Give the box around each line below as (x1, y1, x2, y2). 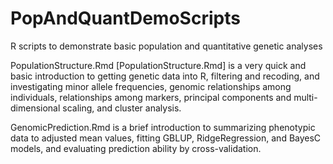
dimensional (10, 102, 61, 114)
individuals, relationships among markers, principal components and (10, 91, 292, 103)
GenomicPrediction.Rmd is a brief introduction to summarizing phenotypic (10, 121, 316, 133)
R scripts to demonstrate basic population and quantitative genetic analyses (10, 40, 323, 52)
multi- (293, 91, 318, 103)
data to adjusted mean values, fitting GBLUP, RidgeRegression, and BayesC (10, 132, 322, 144)
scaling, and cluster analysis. (62, 102, 182, 114)
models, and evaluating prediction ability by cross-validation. (10, 142, 262, 154)
